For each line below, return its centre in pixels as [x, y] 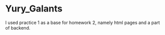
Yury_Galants [34, 9]
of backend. [18, 27]
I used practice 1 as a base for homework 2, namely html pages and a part [82, 22]
